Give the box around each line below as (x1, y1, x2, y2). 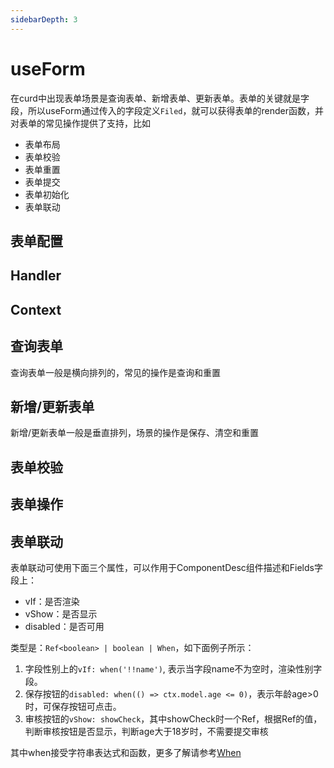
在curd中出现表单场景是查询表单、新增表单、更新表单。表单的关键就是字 (10, 92, 310, 104)
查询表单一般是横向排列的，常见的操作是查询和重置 (10, 366, 221, 378)
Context (10, 301, 62, 318)
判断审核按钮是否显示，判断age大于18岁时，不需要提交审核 (24, 725, 269, 737)
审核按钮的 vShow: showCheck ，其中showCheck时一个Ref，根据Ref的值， (24, 712, 323, 725)
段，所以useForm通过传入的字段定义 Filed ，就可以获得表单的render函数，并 (10, 104, 324, 116)
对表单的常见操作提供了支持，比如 (10, 117, 151, 129)
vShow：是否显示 (24, 607, 98, 620)
